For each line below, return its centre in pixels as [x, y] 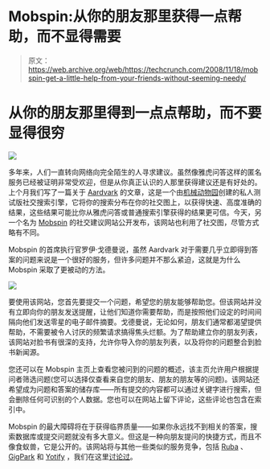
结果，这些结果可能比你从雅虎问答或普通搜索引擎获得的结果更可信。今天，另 [135, 212]
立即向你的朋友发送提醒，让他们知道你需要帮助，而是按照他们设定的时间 [135, 311]
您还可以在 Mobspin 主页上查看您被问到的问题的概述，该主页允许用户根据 [131, 369]
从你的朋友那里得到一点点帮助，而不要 [135, 113]
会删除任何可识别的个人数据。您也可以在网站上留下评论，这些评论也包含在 [131, 399]
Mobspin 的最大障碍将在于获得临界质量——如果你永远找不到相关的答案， [129, 426]
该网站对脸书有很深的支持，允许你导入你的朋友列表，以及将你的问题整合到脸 [135, 342]
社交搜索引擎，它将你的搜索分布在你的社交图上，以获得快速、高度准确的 [142, 202]
